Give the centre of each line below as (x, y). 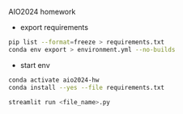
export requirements (54, 27)
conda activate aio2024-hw (54, 80)
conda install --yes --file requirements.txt (86, 87)
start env (35, 65)
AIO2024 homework (42, 12)
